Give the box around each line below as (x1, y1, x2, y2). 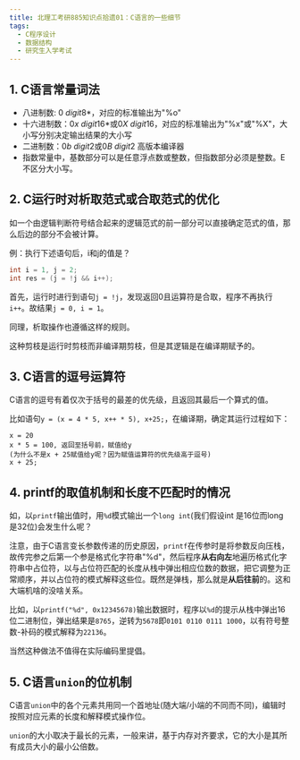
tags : (9, 21, 29, 30)
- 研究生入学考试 (17, 47, 72, 56)
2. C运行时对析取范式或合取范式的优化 (9, 192, 221, 207)
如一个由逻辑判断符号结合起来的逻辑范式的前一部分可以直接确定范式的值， (9, 217, 283, 228)
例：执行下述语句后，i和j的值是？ (9, 247, 131, 258)
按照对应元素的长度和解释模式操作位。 (9, 711, 150, 722)
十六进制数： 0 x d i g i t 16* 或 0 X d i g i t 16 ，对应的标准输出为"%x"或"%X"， (21, 118, 280, 129)
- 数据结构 (17, 38, 53, 47)
